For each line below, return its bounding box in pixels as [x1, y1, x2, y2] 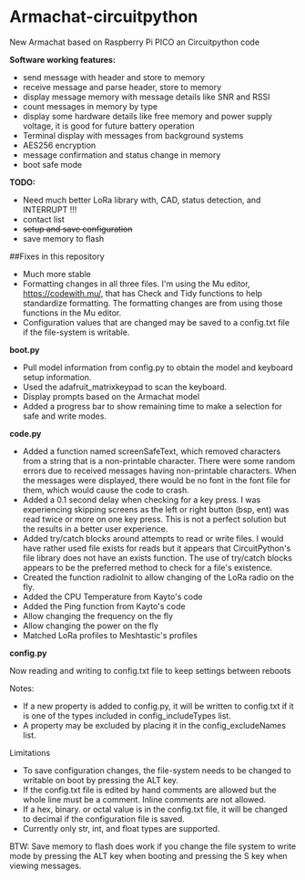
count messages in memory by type [22, 100, 158, 111]
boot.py [9, 344, 40, 355]
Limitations [9, 747, 51, 758]
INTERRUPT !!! [22, 203, 77, 215]
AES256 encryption [22, 140, 97, 150]
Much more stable [22, 268, 91, 279]
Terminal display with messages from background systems [22, 129, 244, 140]
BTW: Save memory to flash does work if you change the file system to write [9, 841, 297, 852]
